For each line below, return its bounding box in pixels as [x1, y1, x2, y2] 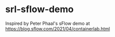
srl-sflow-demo [5, 4, 74, 15]
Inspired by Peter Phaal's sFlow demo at [5, 20, 90, 26]
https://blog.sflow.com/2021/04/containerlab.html [5, 25, 110, 31]
